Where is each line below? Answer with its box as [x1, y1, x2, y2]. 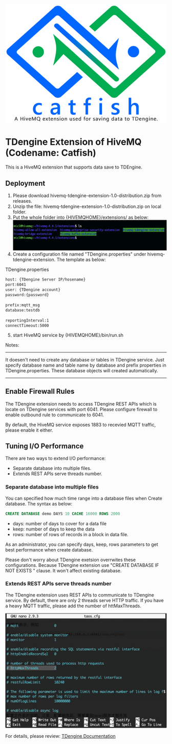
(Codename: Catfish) [5, 147, 96, 159]
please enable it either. [5, 427, 53, 433]
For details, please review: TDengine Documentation [5, 733, 116, 739]
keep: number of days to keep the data [12, 526, 95, 532]
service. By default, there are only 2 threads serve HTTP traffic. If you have [5, 597, 164, 603]
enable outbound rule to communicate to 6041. [5, 412, 104, 418]
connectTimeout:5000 [5, 323, 50, 328]
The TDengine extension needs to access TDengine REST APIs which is [5, 400, 157, 407]
